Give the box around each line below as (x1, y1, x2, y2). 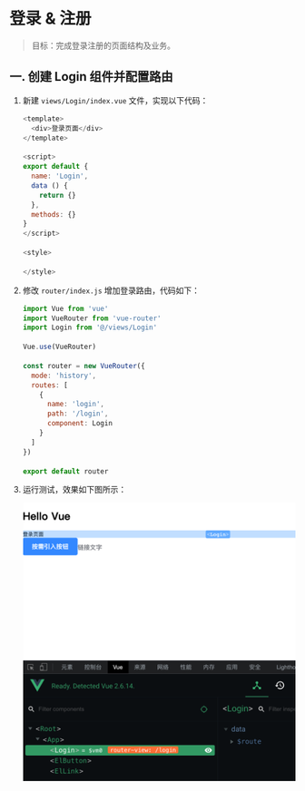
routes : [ (31, 380, 68, 390)
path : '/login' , (46, 409, 109, 418)
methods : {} (31, 210, 76, 219)
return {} (39, 190, 76, 200)
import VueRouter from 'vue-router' (22, 314, 162, 323)
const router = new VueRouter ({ (22, 361, 145, 370)
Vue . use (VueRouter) (22, 342, 97, 352)
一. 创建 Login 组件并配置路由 (9, 69, 174, 84)
